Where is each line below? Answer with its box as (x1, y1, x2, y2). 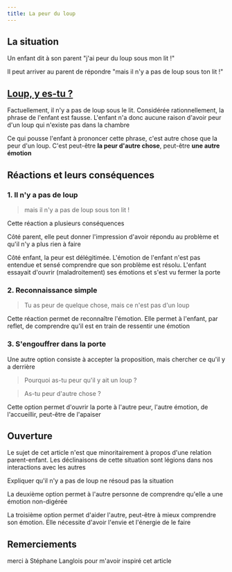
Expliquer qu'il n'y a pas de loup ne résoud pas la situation (7, 476, 174, 485)
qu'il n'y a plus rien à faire (7, 240, 81, 248)
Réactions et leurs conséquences (7, 169, 154, 181)
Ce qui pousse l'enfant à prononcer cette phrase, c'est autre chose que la (7, 135, 218, 143)
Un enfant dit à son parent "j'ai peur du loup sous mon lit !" (7, 54, 175, 62)
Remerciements (7, 538, 78, 550)
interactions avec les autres (7, 463, 86, 471)
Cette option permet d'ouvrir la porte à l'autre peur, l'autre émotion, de (7, 403, 208, 411)
